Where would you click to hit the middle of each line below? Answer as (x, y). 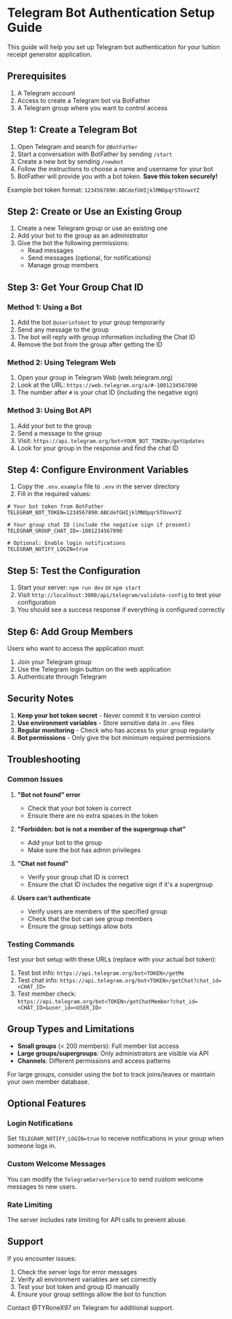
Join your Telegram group (54, 662)
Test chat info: (38, 980)
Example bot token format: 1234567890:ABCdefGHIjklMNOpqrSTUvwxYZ (103, 190)
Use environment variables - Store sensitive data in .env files (106, 723)
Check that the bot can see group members (90, 918)
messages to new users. (42, 1187)
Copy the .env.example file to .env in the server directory (98, 486)
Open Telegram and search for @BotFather (77, 146)
